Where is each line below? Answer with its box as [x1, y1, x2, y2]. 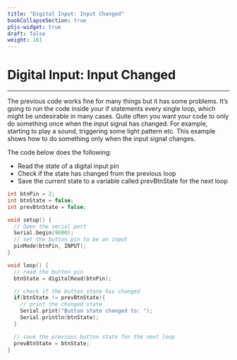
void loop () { [7, 262, 49, 269]
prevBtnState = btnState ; [13, 340, 90, 347]
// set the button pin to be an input [13, 236, 128, 244]
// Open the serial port [13, 223, 87, 230]
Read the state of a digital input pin [17, 162, 120, 170]
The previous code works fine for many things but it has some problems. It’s [7, 97, 229, 106]
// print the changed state [20, 301, 102, 308]
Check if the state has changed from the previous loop [17, 169, 176, 178]
